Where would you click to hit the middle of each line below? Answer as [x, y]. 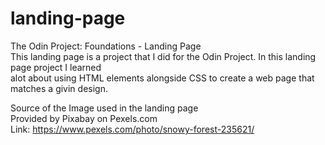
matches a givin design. [59, 88]
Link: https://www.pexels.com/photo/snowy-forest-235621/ [132, 129]
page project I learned [56, 67]
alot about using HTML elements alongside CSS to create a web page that [162, 78]
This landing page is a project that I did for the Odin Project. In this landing [163, 56]
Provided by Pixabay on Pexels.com [84, 118]
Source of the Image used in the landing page [104, 108]
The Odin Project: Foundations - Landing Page [106, 46]
